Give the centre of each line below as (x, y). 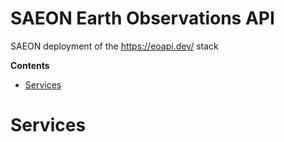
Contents (30, 65)
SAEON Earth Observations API (142, 18)
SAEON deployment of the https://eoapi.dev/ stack (114, 46)
